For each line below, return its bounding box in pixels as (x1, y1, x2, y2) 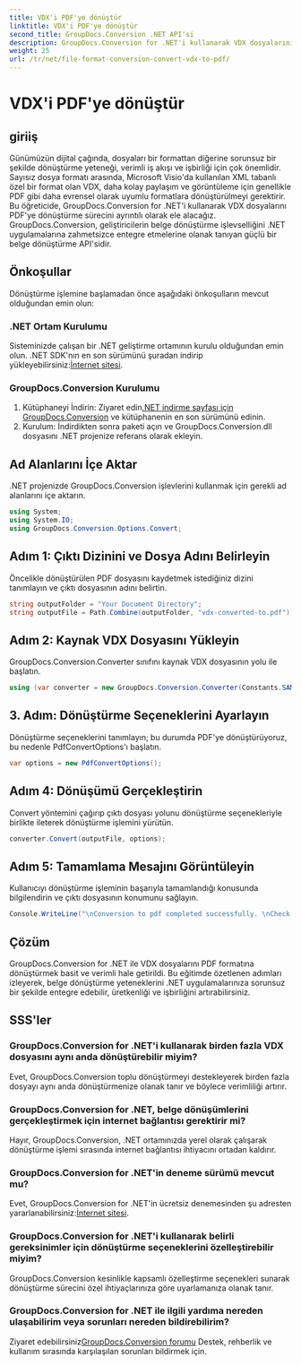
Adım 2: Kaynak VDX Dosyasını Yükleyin (9, 633, 240, 648)
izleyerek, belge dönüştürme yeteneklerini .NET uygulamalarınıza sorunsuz (9, 977, 286, 988)
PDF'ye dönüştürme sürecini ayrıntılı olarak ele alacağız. (9, 210, 217, 220)
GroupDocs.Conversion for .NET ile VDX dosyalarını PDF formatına (9, 958, 254, 969)
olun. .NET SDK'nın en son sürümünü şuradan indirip (9, 350, 203, 361)
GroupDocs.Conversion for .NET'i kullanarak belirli (9, 1230, 235, 1242)
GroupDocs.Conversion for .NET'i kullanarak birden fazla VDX (9, 1040, 284, 1052)
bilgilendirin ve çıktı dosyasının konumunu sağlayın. (9, 893, 199, 903)
